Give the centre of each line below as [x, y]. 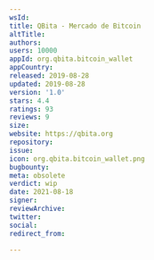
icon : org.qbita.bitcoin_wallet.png [77, 159]
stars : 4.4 [29, 101]
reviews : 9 [29, 117]
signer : [24, 201]
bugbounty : [29, 167]
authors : [25, 42]
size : [19, 126]
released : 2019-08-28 [49, 76]
